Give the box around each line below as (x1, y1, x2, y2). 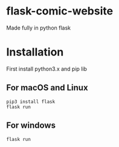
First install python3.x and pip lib (6, 65, 88, 72)
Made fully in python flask (6, 24, 71, 31)
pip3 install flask (6, 98, 56, 105)
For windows (6, 120, 56, 131)
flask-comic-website (6, 4, 114, 18)
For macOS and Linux (6, 83, 89, 93)
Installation (6, 45, 64, 59)
